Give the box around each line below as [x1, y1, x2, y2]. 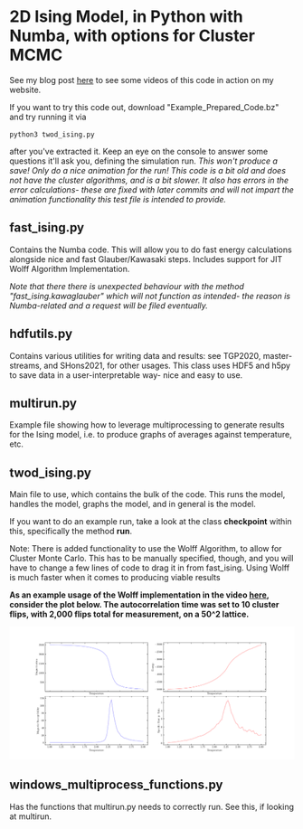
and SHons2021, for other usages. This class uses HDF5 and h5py [43, 360, 291, 371]
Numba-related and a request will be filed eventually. [9, 300, 208, 311]
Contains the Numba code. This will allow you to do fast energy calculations [9, 244, 292, 255]
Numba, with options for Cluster [9, 25, 256, 46]
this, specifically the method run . [9, 526, 133, 537]
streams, [9, 360, 43, 371]
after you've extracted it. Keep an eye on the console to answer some [9, 146, 269, 156]
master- [262, 350, 292, 361]
